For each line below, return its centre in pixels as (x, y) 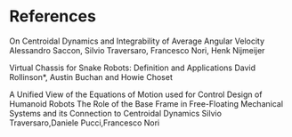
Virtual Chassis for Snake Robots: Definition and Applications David (133, 68)
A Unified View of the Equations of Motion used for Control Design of (136, 94)
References (53, 16)
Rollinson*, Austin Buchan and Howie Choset (91, 77)
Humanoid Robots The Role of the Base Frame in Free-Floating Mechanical (146, 103)
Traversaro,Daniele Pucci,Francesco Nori (85, 123)
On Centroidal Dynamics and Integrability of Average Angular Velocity (137, 41)
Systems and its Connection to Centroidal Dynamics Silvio (116, 113)
